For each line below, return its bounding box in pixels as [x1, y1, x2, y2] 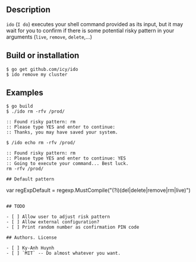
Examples [6, 88, 43, 98]
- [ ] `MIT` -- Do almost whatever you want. [6, 250, 121, 257]
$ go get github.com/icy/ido [6, 66, 78, 72]
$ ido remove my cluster [6, 71, 68, 77]
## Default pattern [6, 176, 55, 182]
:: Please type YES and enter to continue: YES [6, 155, 127, 161]
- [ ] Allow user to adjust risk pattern [6, 214, 110, 220]
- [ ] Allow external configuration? [6, 219, 100, 225]
